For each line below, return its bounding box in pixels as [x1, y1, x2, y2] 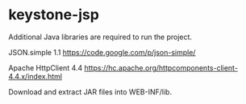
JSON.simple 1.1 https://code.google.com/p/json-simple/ [8, 47, 196, 57]
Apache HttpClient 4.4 [8, 62, 83, 73]
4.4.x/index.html [8, 71, 63, 81]
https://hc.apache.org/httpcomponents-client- [84, 62, 238, 73]
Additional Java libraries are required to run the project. [8, 32, 192, 42]
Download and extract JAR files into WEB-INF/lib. [8, 86, 172, 97]
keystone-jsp [8, 6, 99, 24]
